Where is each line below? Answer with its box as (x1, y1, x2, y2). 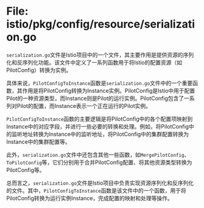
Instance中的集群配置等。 (6, 138, 71, 145)
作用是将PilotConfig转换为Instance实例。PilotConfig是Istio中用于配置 (22, 87, 195, 94)
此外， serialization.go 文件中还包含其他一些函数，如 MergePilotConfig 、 (6, 151, 190, 158)
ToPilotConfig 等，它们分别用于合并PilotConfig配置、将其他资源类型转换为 (6, 159, 192, 166)
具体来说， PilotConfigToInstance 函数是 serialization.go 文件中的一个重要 (6, 79, 193, 87)
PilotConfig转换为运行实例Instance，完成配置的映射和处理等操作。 (6, 194, 174, 202)
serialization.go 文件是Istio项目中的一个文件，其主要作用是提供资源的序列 (6, 51, 194, 59)
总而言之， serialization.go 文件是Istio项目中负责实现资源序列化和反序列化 (6, 179, 194, 187)
